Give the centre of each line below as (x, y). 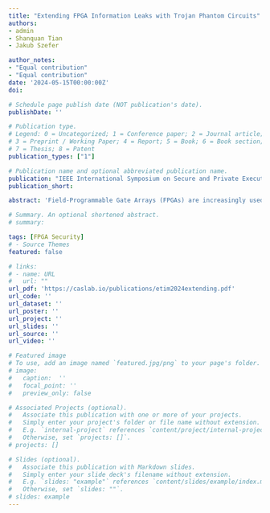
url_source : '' (34, 334)
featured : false (35, 252)
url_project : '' (35, 318)
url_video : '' (32, 341)
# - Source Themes (39, 244)
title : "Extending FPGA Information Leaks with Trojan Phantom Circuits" (135, 16)
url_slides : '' (34, 326)
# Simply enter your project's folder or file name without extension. (135, 423)
